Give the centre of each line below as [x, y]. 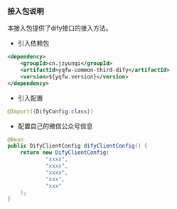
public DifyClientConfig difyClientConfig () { [77, 146]
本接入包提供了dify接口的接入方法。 [60, 28]
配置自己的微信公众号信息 [55, 126]
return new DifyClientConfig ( [65, 153]
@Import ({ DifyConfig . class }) [50, 111]
